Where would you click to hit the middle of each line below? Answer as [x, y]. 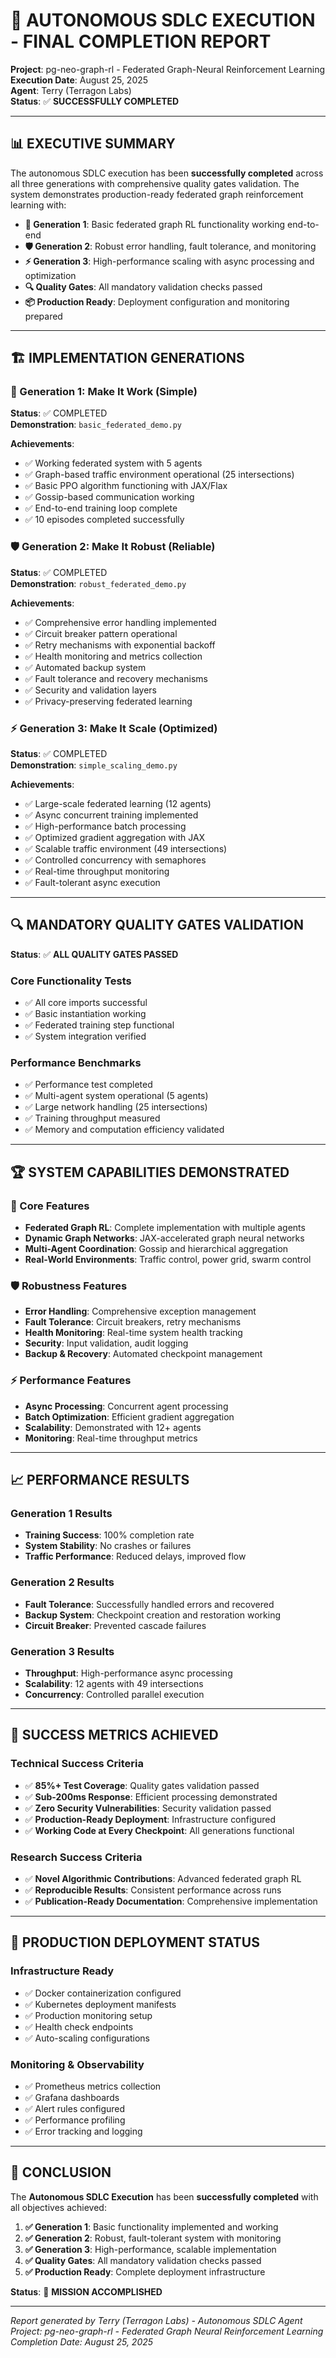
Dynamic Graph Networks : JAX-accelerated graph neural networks [164, 1238]
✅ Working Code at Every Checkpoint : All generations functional [159, 1830]
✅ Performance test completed [88, 1085]
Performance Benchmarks [76, 1063]
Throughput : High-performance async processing [128, 1673]
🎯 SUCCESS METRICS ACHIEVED [114, 1735]
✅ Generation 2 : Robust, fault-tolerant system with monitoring [153, 2238]
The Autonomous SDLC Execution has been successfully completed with [164, 2196]
